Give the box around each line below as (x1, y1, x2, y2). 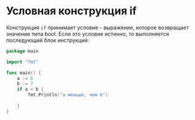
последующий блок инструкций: (6, 36, 90, 44)
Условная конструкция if (6, 4, 137, 18)
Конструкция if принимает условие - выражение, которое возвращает (6, 24, 190, 31)
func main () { (6, 70, 42, 76)
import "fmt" (6, 59, 39, 65)
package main (6, 48, 39, 54)
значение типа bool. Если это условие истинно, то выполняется (6, 30, 169, 37)
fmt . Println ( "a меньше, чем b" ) (28, 92, 109, 98)
